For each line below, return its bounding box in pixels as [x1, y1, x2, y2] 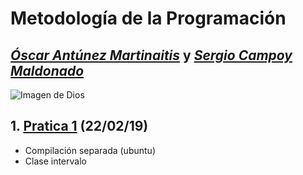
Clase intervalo [24, 155, 87, 167]
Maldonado [10, 62, 85, 79]
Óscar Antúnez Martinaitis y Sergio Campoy [10, 47, 293, 64]
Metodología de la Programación [10, 7, 287, 30]
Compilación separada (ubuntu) [24, 144, 156, 156]
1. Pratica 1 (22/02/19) [10, 118, 149, 135]
